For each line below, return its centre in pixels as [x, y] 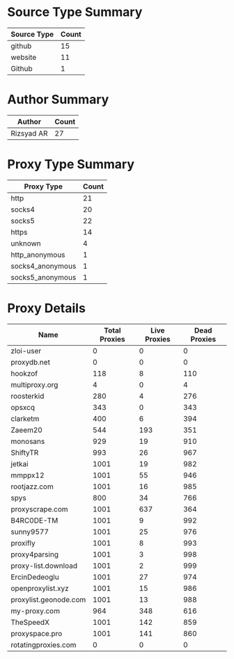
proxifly [23, 543]
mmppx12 [28, 475]
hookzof [24, 373]
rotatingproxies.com [44, 644]
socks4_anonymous [44, 266]
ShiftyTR [25, 452]
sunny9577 [30, 532]
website [24, 57]
